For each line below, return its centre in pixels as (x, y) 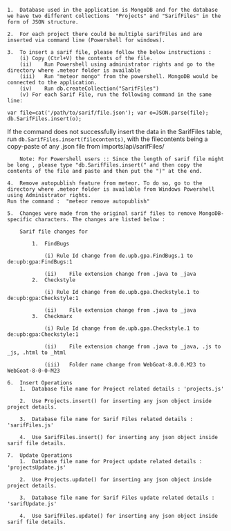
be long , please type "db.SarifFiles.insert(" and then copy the (105, 165)
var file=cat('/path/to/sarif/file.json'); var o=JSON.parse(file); (108, 113)
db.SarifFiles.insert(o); (44, 119)
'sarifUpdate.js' (32, 504)
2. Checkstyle (54, 280)
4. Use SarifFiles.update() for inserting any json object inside (119, 516)
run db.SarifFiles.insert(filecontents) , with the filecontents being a (108, 139)
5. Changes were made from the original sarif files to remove (102, 214)
